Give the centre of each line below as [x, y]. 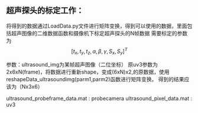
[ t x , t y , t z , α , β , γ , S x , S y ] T [99, 51]
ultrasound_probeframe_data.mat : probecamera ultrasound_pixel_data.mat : [99, 98]
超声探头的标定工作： [45, 11]
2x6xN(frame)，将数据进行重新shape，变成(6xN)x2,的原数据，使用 [88, 72]
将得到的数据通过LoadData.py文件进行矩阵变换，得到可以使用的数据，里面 [97, 26]
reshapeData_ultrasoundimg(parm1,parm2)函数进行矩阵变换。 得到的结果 [95, 79]
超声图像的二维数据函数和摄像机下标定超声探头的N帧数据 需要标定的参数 [99, 33]
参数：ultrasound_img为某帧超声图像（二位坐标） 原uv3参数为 [82, 65]
